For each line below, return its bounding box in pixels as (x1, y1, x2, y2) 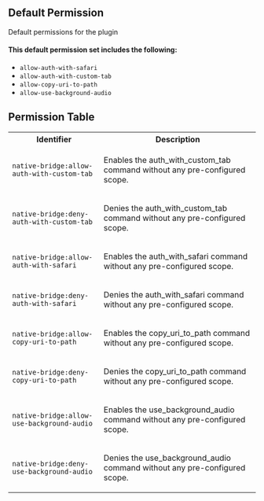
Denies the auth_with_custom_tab (103, 202, 228, 213)
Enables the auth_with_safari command (103, 251, 248, 262)
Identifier (36, 134, 72, 145)
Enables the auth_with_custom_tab (103, 154, 231, 165)
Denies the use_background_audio (103, 452, 232, 463)
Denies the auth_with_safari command (103, 289, 244, 300)
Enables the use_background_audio (103, 404, 235, 415)
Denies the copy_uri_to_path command (103, 366, 247, 377)
